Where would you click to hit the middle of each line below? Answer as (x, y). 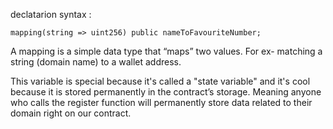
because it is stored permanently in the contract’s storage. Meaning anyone (166, 92)
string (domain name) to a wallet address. (96, 62)
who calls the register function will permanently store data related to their (161, 102)
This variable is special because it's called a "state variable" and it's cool (160, 81)
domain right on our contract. (71, 113)
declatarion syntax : (51, 14)
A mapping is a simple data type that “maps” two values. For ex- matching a (166, 51)
